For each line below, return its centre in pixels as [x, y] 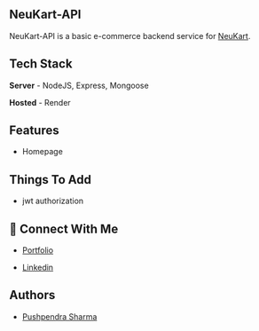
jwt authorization [53, 201]
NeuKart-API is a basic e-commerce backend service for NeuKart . [130, 35]
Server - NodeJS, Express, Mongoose [79, 85]
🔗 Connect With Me [64, 229]
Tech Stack [41, 64]
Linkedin [38, 268]
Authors [32, 295]
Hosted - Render [40, 102]
